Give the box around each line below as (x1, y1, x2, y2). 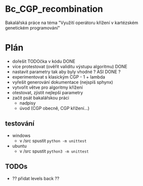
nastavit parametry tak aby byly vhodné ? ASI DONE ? (12, 69, 121, 75)
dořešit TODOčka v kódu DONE (12, 58, 76, 64)
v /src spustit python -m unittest (19, 137, 87, 143)
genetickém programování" (5, 25, 60, 30)
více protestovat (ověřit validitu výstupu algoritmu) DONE (12, 63, 127, 69)
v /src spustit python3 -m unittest (19, 148, 89, 154)
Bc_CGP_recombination (5, 3, 103, 15)
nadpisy (19, 100, 36, 106)
